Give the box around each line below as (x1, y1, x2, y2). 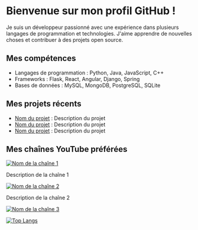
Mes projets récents (6, 99, 82, 109)
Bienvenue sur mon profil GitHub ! (6, 4, 176, 18)
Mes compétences (6, 53, 76, 63)
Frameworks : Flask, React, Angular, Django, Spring (14, 75, 140, 82)
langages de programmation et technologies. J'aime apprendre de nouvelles (6, 30, 192, 37)
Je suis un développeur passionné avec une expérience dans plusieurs (6, 24, 179, 31)
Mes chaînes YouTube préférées (6, 144, 128, 154)
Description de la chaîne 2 (6, 194, 70, 202)
